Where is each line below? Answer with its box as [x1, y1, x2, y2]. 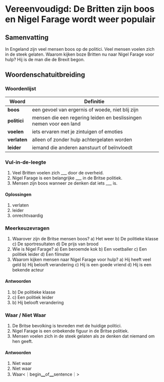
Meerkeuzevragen [5, 225, 50, 232]
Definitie [84, 98, 105, 105]
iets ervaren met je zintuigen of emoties [32, 128, 123, 135]
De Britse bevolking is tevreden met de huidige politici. [12, 322, 122, 328]
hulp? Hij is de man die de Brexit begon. [5, 57, 85, 62]
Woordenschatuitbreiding [5, 71, 85, 79]
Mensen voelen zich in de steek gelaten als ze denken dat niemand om [12, 333, 155, 339]
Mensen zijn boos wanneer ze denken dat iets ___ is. [12, 180, 118, 186]
